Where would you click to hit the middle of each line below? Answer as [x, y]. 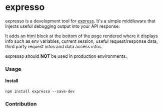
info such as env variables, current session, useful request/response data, [81, 41]
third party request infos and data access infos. [54, 46]
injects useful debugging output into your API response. [62, 26]
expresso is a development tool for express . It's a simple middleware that [80, 21]
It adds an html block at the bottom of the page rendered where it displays [82, 36]
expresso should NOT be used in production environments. [66, 56]
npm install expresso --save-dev [40, 92]
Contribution [21, 104]
